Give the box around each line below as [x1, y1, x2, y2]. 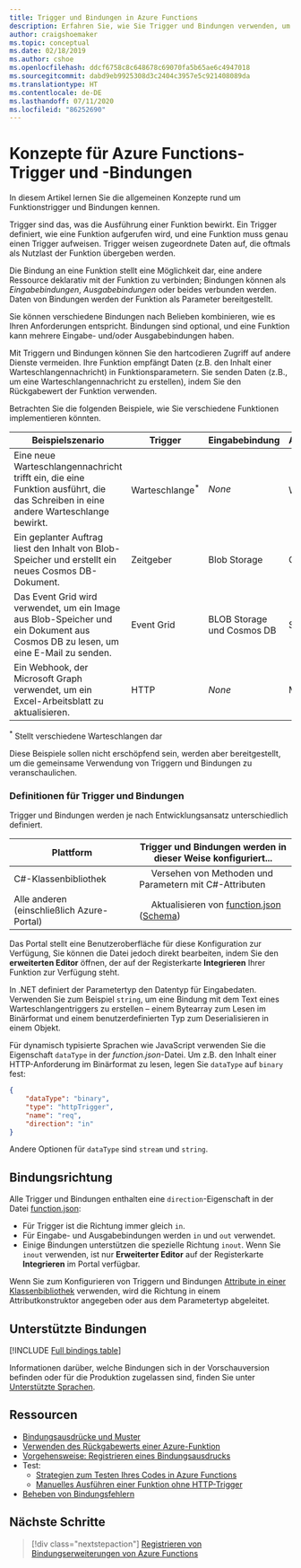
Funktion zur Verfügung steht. [9, 967, 120, 978]
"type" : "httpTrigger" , [25, 1102, 115, 1111]
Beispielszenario [31, 434, 105, 447]
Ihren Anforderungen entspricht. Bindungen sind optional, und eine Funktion [9, 320, 290, 332]
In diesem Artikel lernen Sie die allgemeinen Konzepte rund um [9, 192, 242, 203]
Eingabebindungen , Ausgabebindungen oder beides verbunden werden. [9, 285, 277, 295]
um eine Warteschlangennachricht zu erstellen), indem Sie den [9, 376, 242, 387]
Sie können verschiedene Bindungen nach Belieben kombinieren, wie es [9, 311, 276, 322]
